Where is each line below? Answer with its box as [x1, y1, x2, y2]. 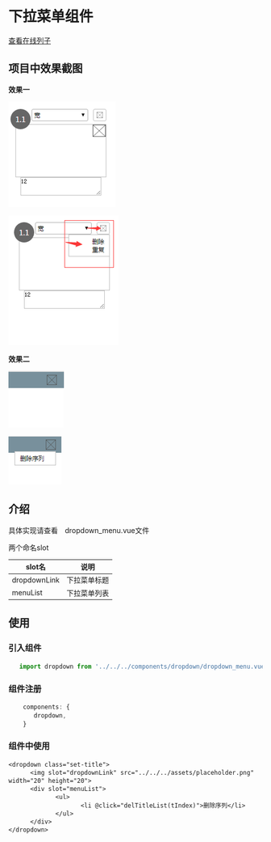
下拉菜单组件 [8, 7, 94, 26]
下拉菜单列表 [66, 588, 110, 598]
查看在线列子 [8, 36, 51, 45]
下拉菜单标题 [66, 575, 110, 585]
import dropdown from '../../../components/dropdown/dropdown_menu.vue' [19, 662, 269, 671]
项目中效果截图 [8, 61, 83, 75]
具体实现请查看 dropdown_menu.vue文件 [8, 525, 150, 535]
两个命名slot [8, 543, 49, 552]
